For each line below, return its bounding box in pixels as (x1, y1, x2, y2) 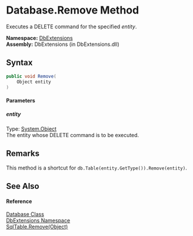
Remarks (6, 148, 40, 159)
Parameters (6, 97, 35, 104)
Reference (6, 198, 32, 205)
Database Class (6, 211, 44, 218)
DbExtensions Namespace (6, 217, 71, 224)
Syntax (6, 58, 33, 68)
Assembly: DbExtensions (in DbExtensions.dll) (6, 41, 119, 48)
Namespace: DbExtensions (6, 34, 73, 41)
